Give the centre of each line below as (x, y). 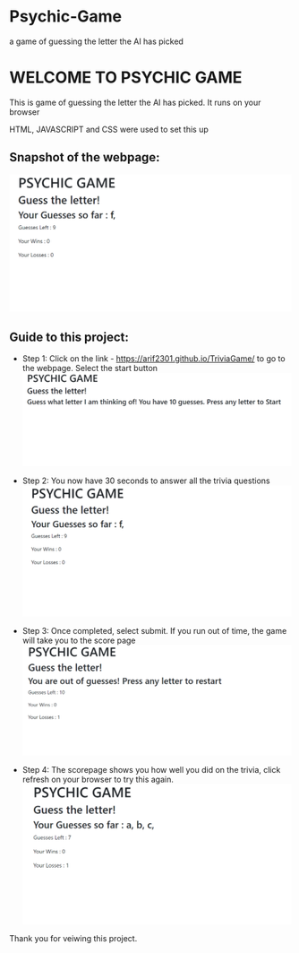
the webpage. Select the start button (90, 368)
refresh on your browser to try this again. (98, 779)
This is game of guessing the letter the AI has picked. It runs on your (135, 102)
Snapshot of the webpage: (85, 157)
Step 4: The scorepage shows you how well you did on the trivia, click (151, 769)
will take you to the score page (79, 640)
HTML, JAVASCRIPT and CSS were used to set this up (109, 129)
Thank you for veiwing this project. (73, 938)
